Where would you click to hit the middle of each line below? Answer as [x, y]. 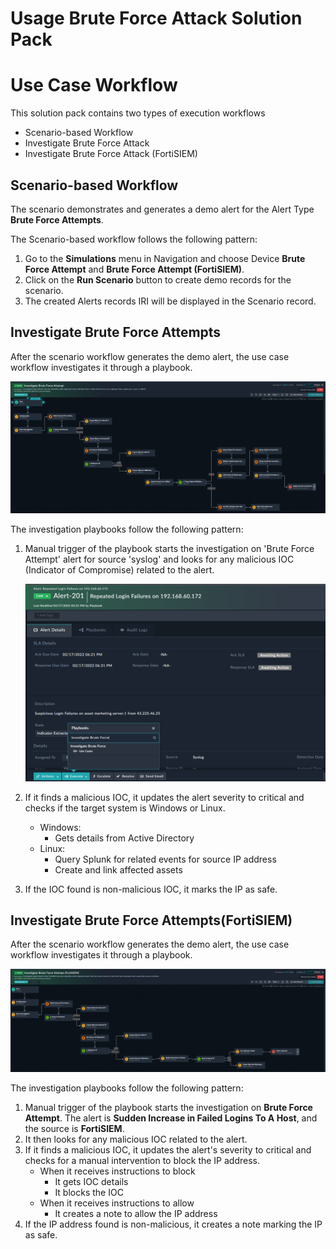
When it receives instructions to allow [117, 1203]
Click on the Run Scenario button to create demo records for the [158, 279]
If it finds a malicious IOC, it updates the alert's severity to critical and [168, 1149]
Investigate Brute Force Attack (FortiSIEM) [111, 154]
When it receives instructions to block [117, 1171]
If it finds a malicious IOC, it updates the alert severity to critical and [164, 797]
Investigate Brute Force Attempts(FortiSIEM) [151, 920]
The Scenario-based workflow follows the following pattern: [134, 239]
